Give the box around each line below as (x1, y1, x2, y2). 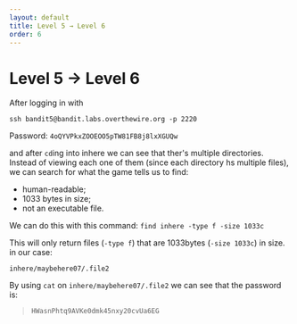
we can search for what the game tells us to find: (9, 167, 189, 178)
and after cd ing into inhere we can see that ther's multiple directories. (9, 148, 264, 159)
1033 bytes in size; (21, 194, 92, 204)
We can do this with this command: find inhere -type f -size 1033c (9, 220, 265, 231)
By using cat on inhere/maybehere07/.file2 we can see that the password (9, 280, 282, 291)
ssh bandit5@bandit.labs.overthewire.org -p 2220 (9, 115, 198, 124)
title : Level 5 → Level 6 (9, 21, 105, 30)
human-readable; (21, 184, 87, 195)
